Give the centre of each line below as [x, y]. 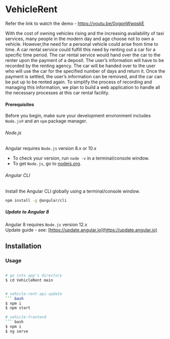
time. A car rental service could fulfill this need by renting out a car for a [80, 49]
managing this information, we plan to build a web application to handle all [83, 87]
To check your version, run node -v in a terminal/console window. [81, 158]
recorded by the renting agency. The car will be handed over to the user [80, 66]
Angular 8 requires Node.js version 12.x [46, 225]
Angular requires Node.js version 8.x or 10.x [51, 148]
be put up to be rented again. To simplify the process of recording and [79, 82]
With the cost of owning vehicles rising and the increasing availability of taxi [84, 33]
